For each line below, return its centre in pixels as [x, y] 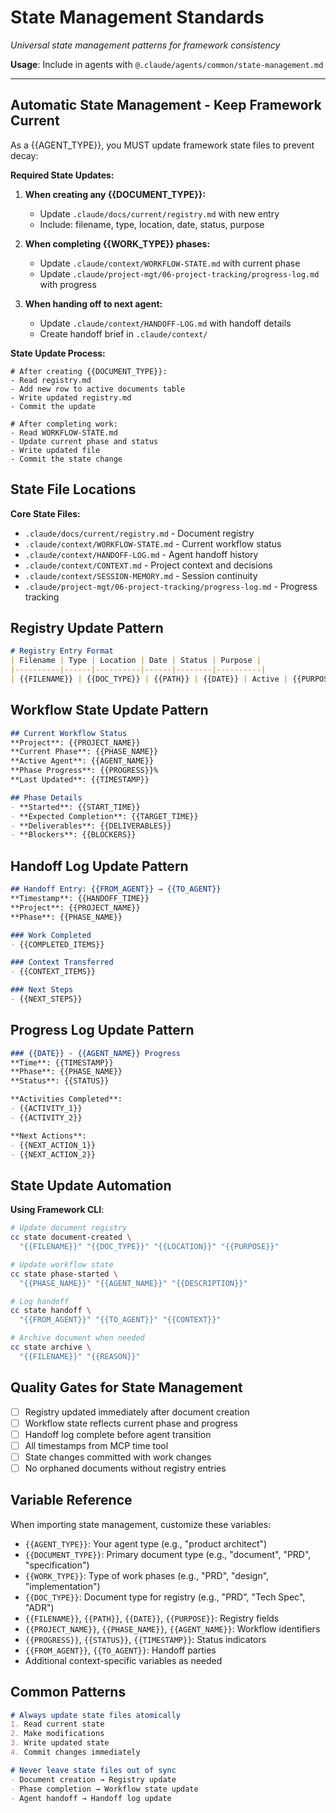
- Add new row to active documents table [98, 389]
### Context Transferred [62, 962]
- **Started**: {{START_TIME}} [75, 807]
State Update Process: [58, 353]
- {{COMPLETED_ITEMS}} [57, 944]
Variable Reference [71, 1500]
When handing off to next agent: [93, 303]
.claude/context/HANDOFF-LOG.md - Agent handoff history [141, 554]
